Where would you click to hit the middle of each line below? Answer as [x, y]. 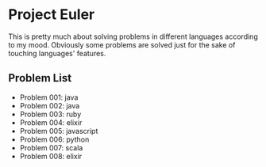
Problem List [40, 78]
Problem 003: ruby [50, 114]
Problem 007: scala [51, 147]
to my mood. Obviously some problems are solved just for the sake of [122, 44]
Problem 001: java [49, 97]
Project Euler [52, 15]
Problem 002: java [50, 105]
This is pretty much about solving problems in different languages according [133, 36]
